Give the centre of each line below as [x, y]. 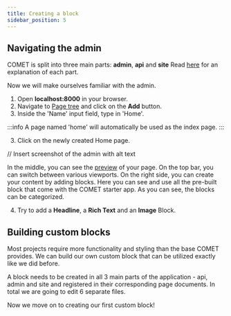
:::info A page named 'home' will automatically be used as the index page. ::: [116, 127]
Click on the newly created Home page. [73, 141]
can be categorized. [36, 197]
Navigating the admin [54, 48]
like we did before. [34, 263]
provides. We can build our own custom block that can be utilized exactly [111, 256]
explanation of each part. [43, 72]
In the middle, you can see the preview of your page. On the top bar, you [111, 168]
